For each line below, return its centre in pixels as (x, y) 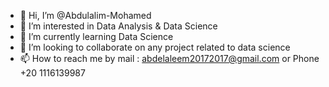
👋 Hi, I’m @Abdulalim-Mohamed (85, 15)
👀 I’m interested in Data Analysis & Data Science (118, 26)
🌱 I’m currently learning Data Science (96, 36)
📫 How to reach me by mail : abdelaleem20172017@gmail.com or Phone (169, 58)
